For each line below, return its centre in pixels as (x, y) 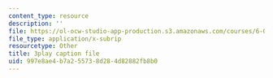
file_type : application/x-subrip (65, 39)
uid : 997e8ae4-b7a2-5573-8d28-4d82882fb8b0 (83, 62)
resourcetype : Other (43, 46)
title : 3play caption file (54, 54)
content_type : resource (49, 16)
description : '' (36, 24)
